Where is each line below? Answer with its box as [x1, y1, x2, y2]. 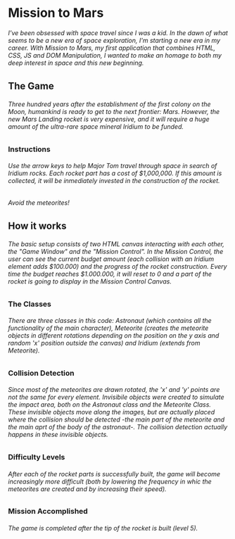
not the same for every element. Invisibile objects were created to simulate [8, 393, 224, 402]
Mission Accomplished [8, 507, 89, 516]
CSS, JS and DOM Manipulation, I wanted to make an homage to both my [8, 51, 222, 59]
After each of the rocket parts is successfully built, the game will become [8, 469, 221, 478]
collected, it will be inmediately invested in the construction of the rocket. [8, 177, 220, 185]
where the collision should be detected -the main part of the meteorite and [8, 415, 225, 424]
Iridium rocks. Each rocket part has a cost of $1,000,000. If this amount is [8, 169, 222, 177]
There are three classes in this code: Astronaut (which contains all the [8, 317, 212, 325]
